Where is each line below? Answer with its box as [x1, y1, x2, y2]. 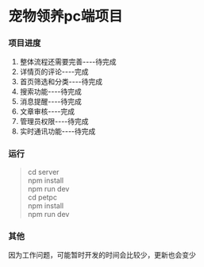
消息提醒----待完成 [19, 97, 82, 106]
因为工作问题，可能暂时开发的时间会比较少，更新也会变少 [8, 250, 196, 260]
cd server [27, 167, 60, 176]
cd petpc [27, 192, 58, 202]
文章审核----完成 [19, 106, 75, 116]
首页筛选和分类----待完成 [19, 77, 103, 87]
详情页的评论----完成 [19, 67, 89, 76]
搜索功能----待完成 [19, 87, 82, 96]
